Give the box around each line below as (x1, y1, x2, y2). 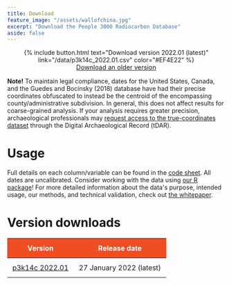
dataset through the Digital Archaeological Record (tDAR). (7, 121, 172, 130)
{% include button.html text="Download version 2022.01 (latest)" (24, 49, 209, 57)
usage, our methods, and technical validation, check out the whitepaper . (7, 191, 213, 199)
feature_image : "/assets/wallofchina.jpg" (7, 17, 131, 24)
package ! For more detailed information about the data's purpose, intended (7, 183, 222, 191)
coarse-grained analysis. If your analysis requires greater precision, (7, 107, 201, 115)
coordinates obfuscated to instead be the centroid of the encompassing (7, 92, 212, 101)
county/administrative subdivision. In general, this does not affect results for (7, 99, 224, 107)
